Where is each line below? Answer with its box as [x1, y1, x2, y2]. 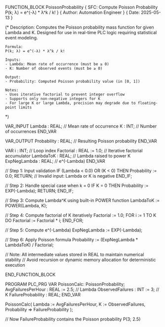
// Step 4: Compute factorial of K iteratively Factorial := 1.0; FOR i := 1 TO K [5, 212, 157, 218]
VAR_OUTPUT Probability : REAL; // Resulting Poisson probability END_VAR [5, 138, 157, 144]
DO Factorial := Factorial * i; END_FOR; [5, 218, 84, 223]
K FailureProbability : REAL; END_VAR [5, 292, 81, 297]
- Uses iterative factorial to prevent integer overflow [5, 92, 125, 97]
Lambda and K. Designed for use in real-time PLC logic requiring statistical [5, 30, 157, 35]
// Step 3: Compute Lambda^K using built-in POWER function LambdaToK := [5, 197, 160, 203]
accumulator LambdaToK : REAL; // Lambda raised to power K [5, 153, 131, 159]
